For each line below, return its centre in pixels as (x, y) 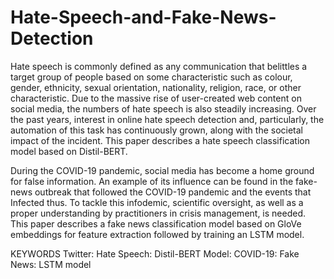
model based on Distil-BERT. (69, 151)
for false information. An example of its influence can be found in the (152, 181)
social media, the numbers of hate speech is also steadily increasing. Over (163, 108)
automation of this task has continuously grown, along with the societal (157, 130)
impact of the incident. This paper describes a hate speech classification (160, 140)
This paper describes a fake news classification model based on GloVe (156, 223)
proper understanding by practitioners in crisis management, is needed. (158, 213)
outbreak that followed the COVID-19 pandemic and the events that (173, 192)
